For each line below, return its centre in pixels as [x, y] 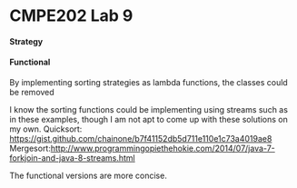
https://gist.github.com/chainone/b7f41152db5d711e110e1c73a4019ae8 [141, 138]
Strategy [26, 41]
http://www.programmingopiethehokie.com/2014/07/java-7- [163, 148]
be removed [32, 92]
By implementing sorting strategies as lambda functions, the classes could [148, 82]
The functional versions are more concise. [89, 175]
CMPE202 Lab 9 [71, 16]
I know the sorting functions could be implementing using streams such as [149, 109]
